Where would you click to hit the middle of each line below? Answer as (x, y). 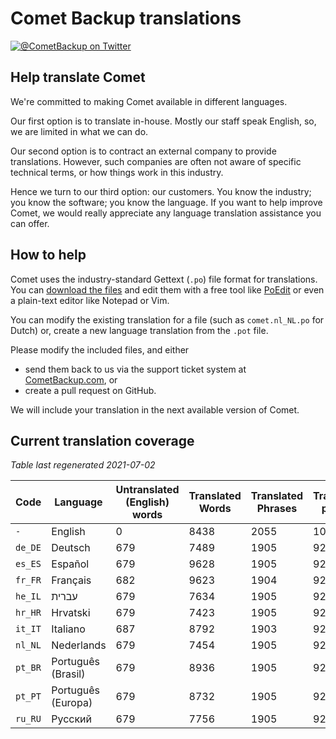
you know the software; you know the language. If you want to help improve (166, 202)
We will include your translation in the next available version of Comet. (155, 409)
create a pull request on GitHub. (90, 390)
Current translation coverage (102, 440)
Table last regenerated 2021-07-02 (83, 465)
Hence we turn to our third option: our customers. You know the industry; (161, 191)
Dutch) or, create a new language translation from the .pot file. (139, 330)
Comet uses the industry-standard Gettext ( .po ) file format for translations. (164, 279)
